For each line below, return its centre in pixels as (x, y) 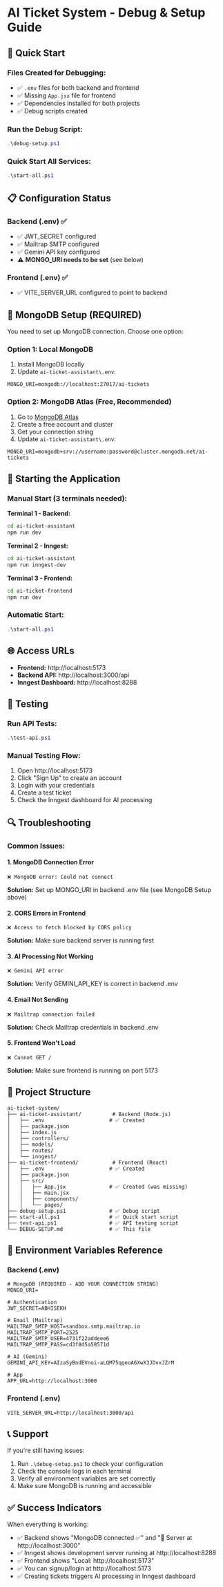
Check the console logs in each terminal (74, 1472)
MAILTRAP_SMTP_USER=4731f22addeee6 (58, 1339)
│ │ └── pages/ (35, 1205)
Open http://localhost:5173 (55, 771)
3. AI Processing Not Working (50, 956)
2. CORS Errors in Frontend (47, 913)
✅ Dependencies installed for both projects (78, 103)
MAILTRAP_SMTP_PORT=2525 (43, 1333)
